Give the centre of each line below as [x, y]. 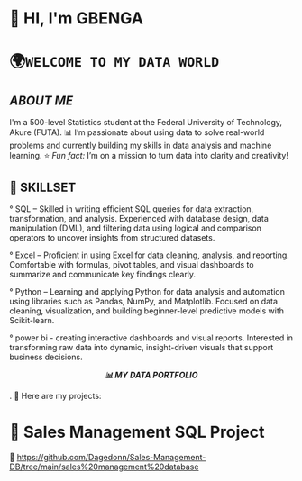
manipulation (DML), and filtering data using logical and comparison [135, 228]
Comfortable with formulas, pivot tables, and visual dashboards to [132, 264]
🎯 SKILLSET [43, 187]
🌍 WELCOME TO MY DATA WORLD [114, 61]
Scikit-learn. [32, 320]
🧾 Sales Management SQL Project [137, 432]
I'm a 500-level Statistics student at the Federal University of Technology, [146, 123]
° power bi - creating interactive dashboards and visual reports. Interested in [151, 338]
